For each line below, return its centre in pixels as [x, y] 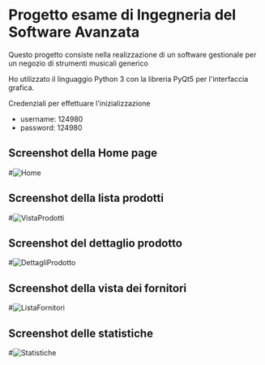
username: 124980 [51, 118]
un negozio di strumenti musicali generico [78, 63]
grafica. [21, 88]
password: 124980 [51, 127]
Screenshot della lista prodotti [86, 198]
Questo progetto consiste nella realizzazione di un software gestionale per [132, 54]
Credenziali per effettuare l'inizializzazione [79, 103]
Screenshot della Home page [83, 153]
